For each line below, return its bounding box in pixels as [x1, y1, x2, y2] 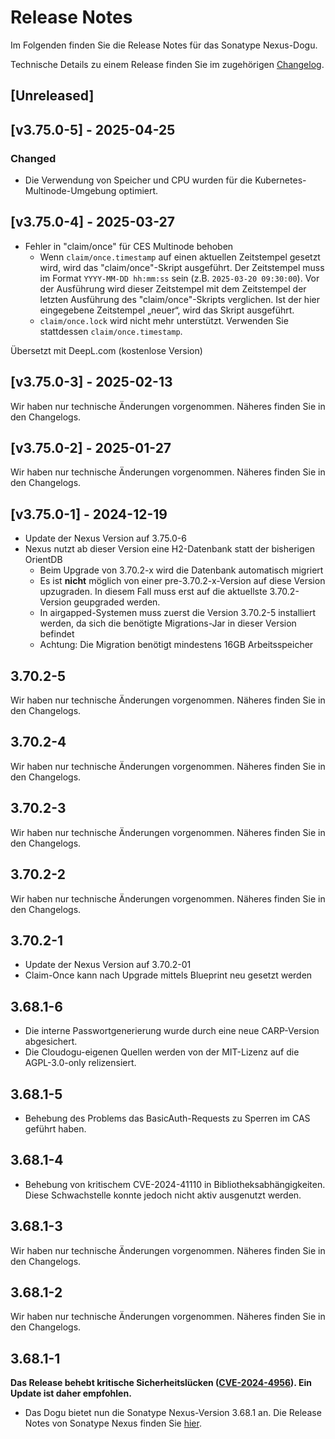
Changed [10, 151, 57, 165]
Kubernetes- [254, 174, 307, 186]
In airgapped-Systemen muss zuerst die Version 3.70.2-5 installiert [39, 607, 317, 619]
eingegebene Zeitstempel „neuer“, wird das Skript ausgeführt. [39, 304, 295, 316]
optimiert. [118, 185, 159, 197]
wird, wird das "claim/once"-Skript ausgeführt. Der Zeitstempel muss [39, 261, 325, 273]
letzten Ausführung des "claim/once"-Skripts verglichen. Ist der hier [39, 293, 320, 305]
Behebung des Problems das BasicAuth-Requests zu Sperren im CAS [24, 1112, 311, 1124]
